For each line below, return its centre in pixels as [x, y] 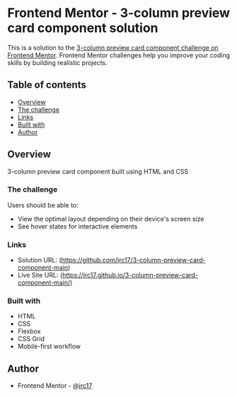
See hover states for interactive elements [77, 226]
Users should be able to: [43, 205]
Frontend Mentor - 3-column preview [119, 13]
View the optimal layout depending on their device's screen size [111, 219]
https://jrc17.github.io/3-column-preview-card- [130, 275]
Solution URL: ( [39, 260]
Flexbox [29, 331]
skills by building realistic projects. [57, 62]
